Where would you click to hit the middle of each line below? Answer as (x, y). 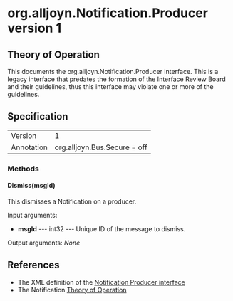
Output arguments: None (44, 243)
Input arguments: (32, 215)
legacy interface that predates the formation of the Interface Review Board (116, 79)
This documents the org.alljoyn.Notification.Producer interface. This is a (113, 72)
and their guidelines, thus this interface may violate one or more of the (110, 86)
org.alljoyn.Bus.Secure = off (101, 147)
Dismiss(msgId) (31, 186)
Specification (38, 116)
